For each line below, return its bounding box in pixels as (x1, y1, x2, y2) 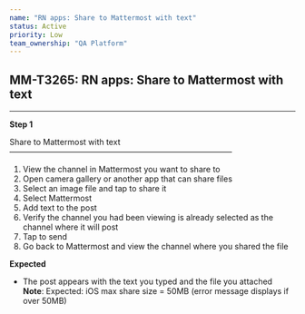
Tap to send (22, 231, 68, 242)
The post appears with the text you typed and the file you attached (22, 276, 273, 287)
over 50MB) (22, 296, 67, 307)
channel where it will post (22, 221, 119, 232)
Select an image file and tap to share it (22, 183, 167, 194)
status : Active (9, 22, 67, 31)
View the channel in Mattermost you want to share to (22, 164, 221, 175)
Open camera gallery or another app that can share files (22, 173, 233, 184)
